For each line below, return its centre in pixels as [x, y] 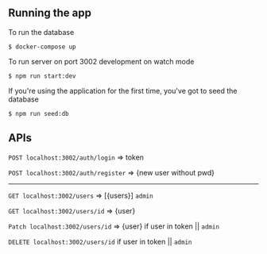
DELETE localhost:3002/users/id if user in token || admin [100, 241]
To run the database [41, 32]
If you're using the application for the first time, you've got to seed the [123, 90]
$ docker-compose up [43, 47]
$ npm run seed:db [39, 114]
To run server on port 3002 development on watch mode [101, 61]
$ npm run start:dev [43, 76]
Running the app [50, 13]
